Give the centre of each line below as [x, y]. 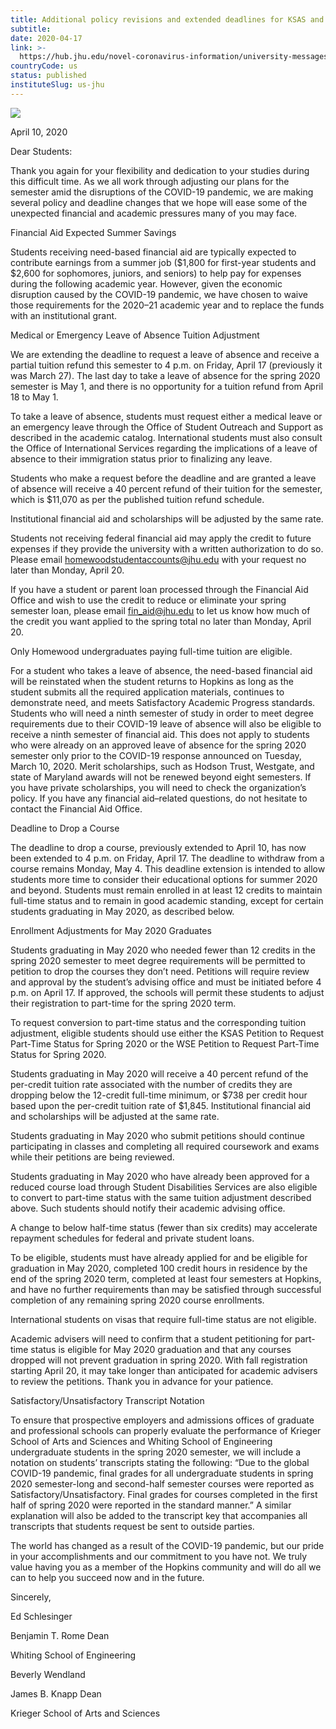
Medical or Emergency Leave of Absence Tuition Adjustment [135, 335]
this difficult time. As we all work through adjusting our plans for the [150, 181]
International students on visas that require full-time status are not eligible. [163, 1319]
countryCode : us [44, 66]
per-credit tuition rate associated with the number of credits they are [151, 1084]
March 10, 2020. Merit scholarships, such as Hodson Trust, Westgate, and [162, 766]
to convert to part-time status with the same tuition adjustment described [161, 1197]
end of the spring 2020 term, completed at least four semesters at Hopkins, [166, 1278]
